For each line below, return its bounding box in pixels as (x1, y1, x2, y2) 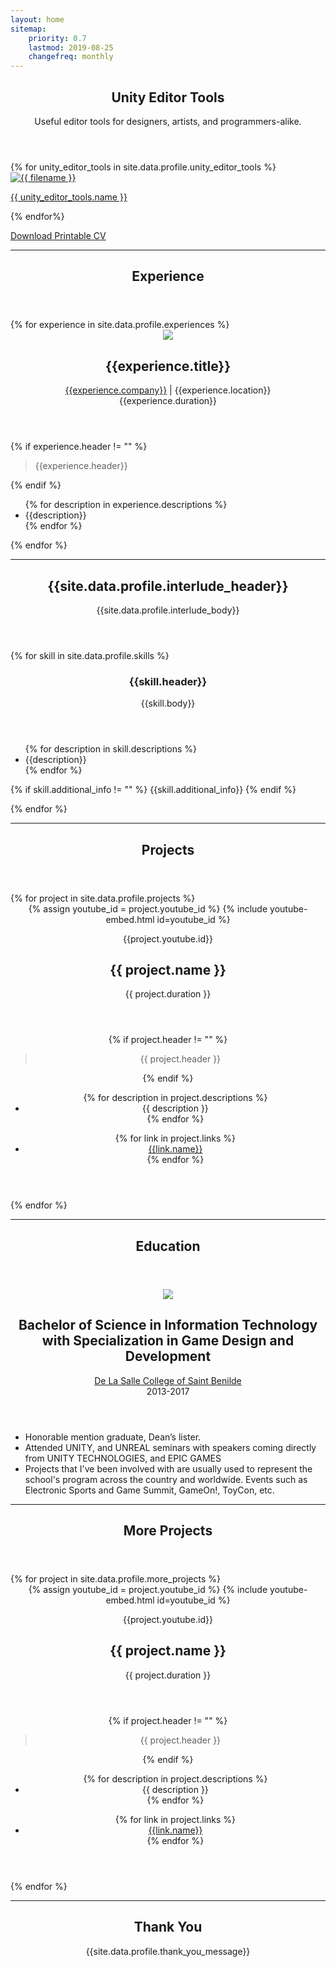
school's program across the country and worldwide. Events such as (24, 1473, 308, 1485)
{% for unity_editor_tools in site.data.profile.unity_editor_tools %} (10, 161, 277, 173)
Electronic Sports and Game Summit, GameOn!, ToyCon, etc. (24, 1484, 275, 1496)
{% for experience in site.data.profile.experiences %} (10, 319, 230, 331)
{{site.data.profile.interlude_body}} (96, 604, 240, 616)
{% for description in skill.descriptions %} (24, 743, 197, 755)
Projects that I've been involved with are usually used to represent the (24, 1462, 313, 1475)
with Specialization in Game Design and (41, 1332, 295, 1350)
